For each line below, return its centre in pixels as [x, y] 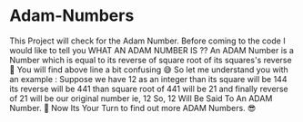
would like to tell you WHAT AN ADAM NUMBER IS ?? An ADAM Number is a [151, 50]
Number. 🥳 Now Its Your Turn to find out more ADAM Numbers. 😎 [133, 108]
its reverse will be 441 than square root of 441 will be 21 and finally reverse [149, 89]
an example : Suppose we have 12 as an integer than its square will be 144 [148, 79]
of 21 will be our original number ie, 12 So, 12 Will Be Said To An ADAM [141, 98]
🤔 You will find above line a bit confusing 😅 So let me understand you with [149, 70]
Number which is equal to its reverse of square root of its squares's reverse [151, 60]
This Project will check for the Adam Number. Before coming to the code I [147, 41]
